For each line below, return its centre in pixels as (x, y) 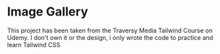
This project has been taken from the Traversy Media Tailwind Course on (110, 30)
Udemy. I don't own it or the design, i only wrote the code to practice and (110, 37)
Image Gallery (48, 12)
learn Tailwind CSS (34, 45)
